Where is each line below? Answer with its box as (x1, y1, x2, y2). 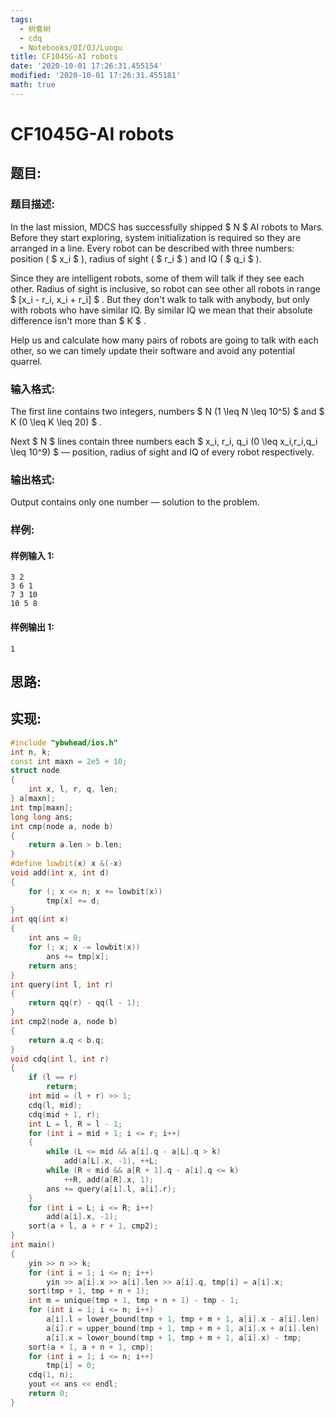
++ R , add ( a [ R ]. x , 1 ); (63, 1174, 155, 1185)
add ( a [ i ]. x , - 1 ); (46, 1212, 118, 1222)
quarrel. (10, 355, 43, 367)
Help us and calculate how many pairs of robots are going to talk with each (10, 334, 319, 346)
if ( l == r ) (28, 1072, 78, 1083)
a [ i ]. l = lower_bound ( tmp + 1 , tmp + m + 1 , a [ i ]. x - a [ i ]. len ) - (46, 1314, 329, 1324)
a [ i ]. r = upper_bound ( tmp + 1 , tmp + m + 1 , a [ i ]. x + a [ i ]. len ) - (46, 1323, 329, 1333)
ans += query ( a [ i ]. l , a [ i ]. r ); (46, 1184, 177, 1194)
